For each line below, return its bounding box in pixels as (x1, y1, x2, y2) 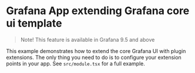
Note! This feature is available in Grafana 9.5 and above (20, 36, 155, 43)
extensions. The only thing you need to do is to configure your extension (6, 54, 182, 61)
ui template (6, 16, 63, 30)
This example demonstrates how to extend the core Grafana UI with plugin (6, 47, 186, 54)
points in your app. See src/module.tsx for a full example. (6, 60, 145, 67)
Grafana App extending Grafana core (6, 4, 190, 18)
